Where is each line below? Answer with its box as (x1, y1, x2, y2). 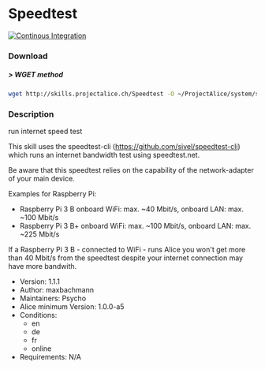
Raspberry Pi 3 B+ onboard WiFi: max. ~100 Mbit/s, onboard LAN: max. (19, 222, 252, 230)
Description (8, 108, 54, 119)
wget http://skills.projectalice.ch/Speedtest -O (8, 90, 175, 98)
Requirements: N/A (19, 352, 81, 361)
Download (8, 50, 49, 61)
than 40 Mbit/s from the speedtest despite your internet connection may (8, 253, 243, 263)
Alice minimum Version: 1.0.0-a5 (19, 302, 125, 311)
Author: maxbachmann (19, 285, 95, 294)
